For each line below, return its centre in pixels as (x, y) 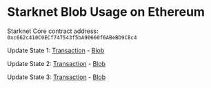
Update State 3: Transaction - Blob (57, 77)
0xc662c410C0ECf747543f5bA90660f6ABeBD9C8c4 (72, 37)
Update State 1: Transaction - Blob (56, 50)
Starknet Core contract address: (53, 31)
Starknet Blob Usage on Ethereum (106, 12)
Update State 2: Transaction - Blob (56, 63)
